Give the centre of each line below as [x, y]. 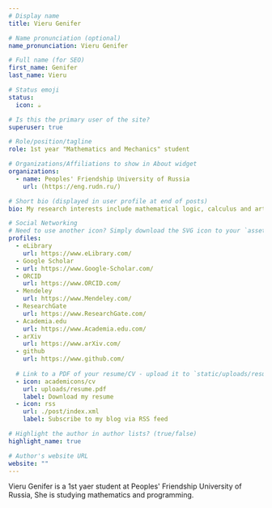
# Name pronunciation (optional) [65, 38]
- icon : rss [36, 404]
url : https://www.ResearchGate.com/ [85, 314]
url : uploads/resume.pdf [65, 389]
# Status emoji [34, 90]
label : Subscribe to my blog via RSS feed [96, 419]
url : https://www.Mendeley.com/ [77, 299]
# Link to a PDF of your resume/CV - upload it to [103, 374]
